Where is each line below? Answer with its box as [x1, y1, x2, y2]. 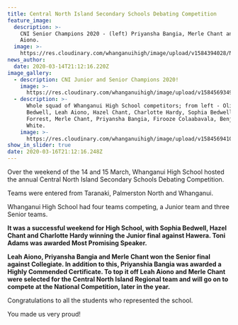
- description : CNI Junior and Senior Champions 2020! [13, 76, 179, 83]
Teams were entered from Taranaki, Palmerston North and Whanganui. [7, 189, 214, 197]
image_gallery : [7, 69, 52, 76]
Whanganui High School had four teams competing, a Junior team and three [7, 203, 230, 211]
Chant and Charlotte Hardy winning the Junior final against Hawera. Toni [7, 231, 225, 240]
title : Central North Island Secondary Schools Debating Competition [7, 10, 217, 18]
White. [25, 122, 46, 129]
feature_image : [7, 17, 52, 24]
